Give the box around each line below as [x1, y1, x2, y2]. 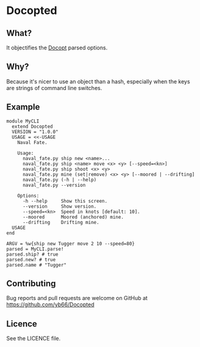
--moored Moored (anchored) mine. [22, 214, 124, 220]
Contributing [6, 278, 56, 289]
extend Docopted [12, 123, 53, 130]
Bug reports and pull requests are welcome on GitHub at [6, 295, 148, 302]
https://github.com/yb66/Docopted [6, 301, 95, 308]
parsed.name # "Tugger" [6, 262, 67, 268]
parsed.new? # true [6, 256, 56, 262]
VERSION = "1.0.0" [12, 128, 59, 135]
